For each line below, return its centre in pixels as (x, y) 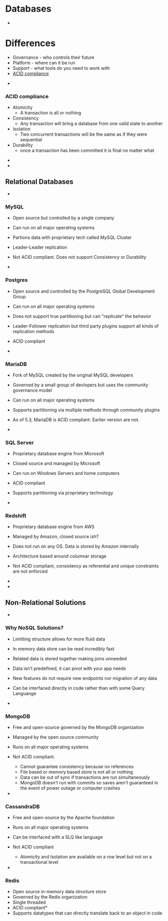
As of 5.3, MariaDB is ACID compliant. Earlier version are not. (76, 419)
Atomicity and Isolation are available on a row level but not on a (86, 857)
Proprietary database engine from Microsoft (58, 454)
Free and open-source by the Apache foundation (64, 818)
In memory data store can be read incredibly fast (64, 649)
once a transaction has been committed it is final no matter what (87, 150)
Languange (24, 693)
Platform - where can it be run (44, 63)
